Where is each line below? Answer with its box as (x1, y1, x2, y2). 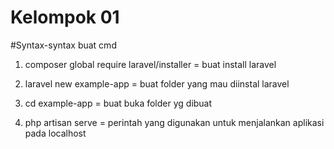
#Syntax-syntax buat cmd (10, 39, 117, 51)
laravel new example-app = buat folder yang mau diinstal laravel (24, 77, 290, 90)
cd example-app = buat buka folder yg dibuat (24, 97, 213, 109)
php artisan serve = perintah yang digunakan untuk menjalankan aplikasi (24, 116, 325, 128)
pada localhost (24, 127, 87, 139)
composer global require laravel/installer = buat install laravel (24, 58, 277, 70)
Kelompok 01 (10, 6, 120, 29)
